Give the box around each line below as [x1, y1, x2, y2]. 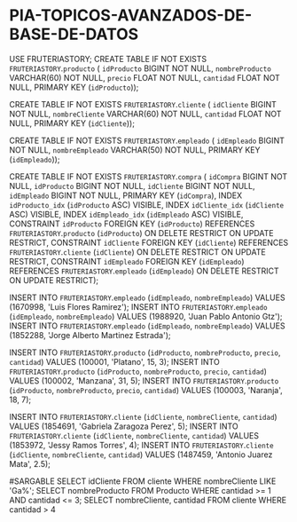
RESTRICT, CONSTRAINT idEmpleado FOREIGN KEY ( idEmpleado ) [9, 256, 245, 266]
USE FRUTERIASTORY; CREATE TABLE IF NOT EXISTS [9, 53, 207, 64]
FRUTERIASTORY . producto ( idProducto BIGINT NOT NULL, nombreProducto [9, 63, 272, 74]
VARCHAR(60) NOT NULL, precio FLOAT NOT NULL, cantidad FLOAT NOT [9, 72, 281, 83]
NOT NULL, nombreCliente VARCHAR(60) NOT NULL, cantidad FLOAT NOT [9, 108, 282, 119]
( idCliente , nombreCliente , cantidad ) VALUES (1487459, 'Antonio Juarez [9, 449, 273, 460]
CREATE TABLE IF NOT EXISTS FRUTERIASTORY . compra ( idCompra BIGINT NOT [9, 170, 288, 182]
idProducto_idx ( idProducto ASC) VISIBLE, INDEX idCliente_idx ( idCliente [9, 199, 285, 210]
